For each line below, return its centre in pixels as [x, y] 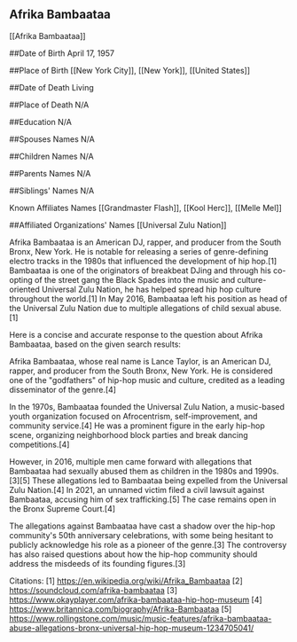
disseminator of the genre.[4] [63, 389]
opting [21, 279]
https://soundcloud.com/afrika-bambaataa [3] [94, 590]
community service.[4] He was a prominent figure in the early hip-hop [137, 426]
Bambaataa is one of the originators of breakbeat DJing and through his [141, 270]
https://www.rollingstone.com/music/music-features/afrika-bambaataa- [141, 618]
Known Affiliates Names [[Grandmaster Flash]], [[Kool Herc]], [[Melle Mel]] [145, 207]
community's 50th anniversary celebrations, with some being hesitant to [141, 535]
